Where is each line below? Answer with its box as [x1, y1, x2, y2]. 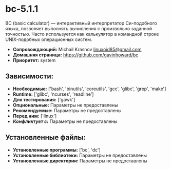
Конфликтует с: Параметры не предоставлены [12, 118, 118, 124]
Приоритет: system [12, 57, 56, 63]
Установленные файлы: [5, 133, 86, 142]
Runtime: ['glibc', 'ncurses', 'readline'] [12, 91, 94, 97]
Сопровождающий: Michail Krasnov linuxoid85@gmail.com [12, 46, 142, 52]
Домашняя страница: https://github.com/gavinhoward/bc [12, 52, 139, 58]
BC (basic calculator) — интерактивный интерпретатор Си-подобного [5, 20, 158, 26]
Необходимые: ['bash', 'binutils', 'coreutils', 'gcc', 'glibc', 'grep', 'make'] [12, 86, 166, 92]
